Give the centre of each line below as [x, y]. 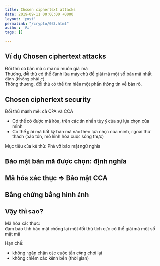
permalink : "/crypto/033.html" [37, 23]
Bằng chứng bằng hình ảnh [47, 195]
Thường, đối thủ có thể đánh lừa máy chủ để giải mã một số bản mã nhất [78, 74]
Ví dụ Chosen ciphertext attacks [55, 57]
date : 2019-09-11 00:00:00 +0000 [39, 14]
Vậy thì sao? [24, 212]
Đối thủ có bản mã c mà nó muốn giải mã [47, 68]
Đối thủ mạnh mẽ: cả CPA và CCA [39, 111]
